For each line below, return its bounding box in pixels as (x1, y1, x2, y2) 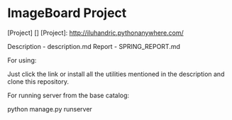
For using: (7, 55, 37, 65)
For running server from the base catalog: (7, 91, 130, 99)
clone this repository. (7, 77, 70, 86)
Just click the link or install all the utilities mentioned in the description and (7, 70, 225, 78)
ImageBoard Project (7, 5, 127, 21)
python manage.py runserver (7, 104, 92, 113)
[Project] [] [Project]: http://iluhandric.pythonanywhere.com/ (7, 28, 184, 37)
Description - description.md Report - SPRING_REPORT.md (7, 42, 181, 50)
